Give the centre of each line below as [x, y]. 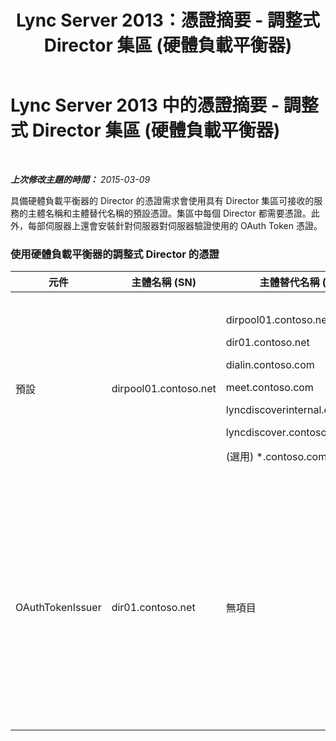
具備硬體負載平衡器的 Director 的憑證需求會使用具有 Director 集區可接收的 [162, 200]
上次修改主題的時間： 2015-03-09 [80, 179]
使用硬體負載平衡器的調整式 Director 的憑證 [115, 254]
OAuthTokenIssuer [58, 608]
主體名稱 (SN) [164, 283]
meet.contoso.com [269, 388]
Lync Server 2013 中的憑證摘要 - [145, 105]
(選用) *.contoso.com [276, 457]
